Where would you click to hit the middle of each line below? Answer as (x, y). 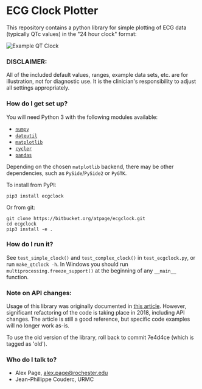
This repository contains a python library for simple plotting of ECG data (96, 27)
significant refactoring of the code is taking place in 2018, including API (96, 313)
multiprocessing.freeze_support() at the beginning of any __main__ (91, 270)
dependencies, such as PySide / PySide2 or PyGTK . (67, 173)
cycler (23, 149)
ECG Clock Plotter (52, 11)
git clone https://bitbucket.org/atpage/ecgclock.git (76, 218)
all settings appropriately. (38, 88)
